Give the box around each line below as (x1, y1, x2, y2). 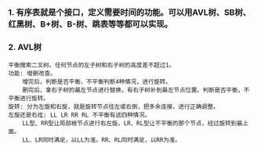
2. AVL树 (8, 41, 42, 52)
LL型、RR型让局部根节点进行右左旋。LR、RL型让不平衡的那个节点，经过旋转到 (22, 120, 237, 128)
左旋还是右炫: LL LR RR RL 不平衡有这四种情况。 (8, 111, 151, 119)
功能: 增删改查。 (8, 70, 56, 77)
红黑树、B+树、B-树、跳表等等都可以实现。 (8, 18, 172, 29)
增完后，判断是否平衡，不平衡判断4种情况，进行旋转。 (22, 78, 172, 86)
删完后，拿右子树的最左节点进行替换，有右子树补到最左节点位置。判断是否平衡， (22, 86, 244, 95)
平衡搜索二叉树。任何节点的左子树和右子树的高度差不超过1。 (8, 61, 176, 70)
